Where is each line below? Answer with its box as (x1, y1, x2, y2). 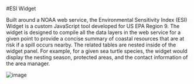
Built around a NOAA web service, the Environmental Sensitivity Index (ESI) (6, 16, 188, 23)
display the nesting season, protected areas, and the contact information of (6, 54, 188, 61)
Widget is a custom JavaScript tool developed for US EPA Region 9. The (6, 23, 180, 29)
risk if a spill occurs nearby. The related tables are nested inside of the (6, 41, 176, 48)
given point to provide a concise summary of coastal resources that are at (6, 35, 185, 42)
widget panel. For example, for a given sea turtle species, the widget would (6, 48, 188, 55)
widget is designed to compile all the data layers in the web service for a (6, 29, 181, 36)
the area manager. (6, 60, 50, 67)
